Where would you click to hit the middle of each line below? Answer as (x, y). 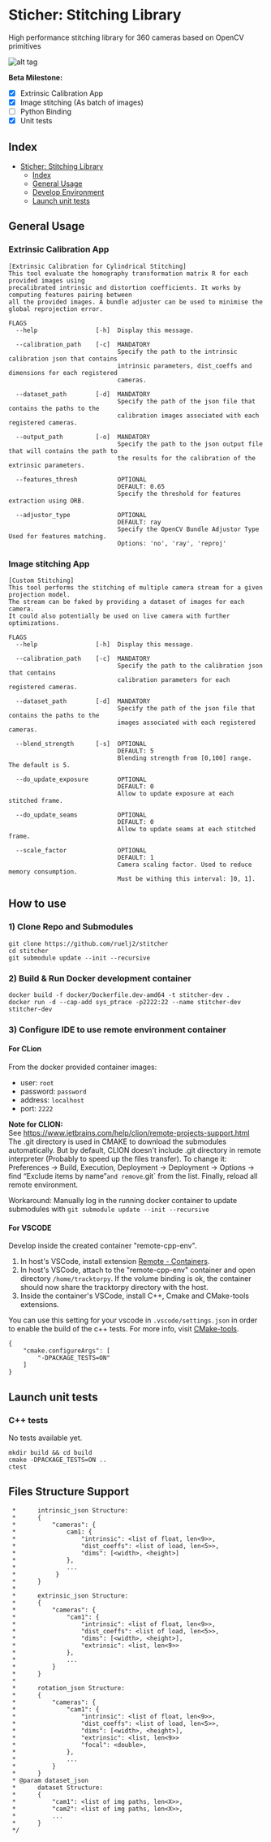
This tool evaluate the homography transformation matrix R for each (129, 274)
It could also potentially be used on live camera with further (119, 616)
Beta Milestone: (36, 77)
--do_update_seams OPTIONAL (82, 815)
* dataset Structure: (58, 1788)
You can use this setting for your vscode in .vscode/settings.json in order (133, 1320)
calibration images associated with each (188, 416)
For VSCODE (30, 1227)
